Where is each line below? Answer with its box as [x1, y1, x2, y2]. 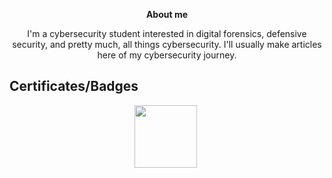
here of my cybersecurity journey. [97, 49, 237, 61]
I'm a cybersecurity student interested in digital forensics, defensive [27, 28, 307, 39]
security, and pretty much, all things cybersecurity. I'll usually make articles [12, 39, 322, 50]
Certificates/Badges [9, 78, 139, 95]
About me [145, 9, 189, 20]
